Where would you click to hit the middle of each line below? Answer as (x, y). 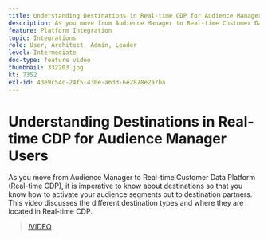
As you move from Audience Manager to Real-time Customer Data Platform (132, 178)
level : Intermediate (43, 53)
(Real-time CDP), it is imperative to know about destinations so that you (126, 186)
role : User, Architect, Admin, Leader (73, 45)
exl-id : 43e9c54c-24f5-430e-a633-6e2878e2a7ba (87, 82)
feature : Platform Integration (60, 30)
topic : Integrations (43, 38)
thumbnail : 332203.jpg (46, 68)
